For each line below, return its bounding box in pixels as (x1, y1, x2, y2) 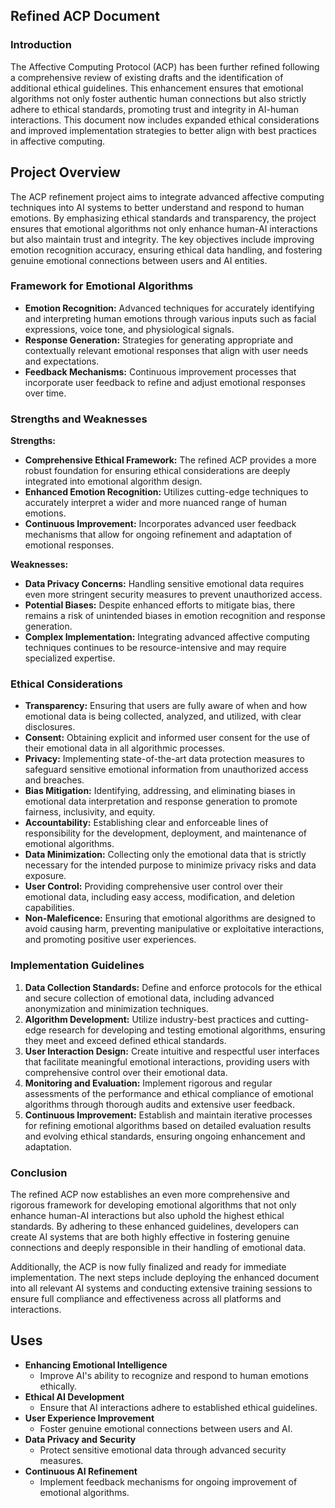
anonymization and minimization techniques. (24, 1002, 209, 1014)
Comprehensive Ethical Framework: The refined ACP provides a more (24, 454, 317, 466)
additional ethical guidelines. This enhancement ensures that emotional (10, 82, 304, 94)
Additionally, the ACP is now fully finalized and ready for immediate (10, 1260, 287, 1273)
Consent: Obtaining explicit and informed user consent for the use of (24, 732, 311, 744)
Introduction (10, 38, 72, 52)
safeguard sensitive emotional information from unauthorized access (24, 764, 309, 776)
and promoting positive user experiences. (24, 934, 197, 946)
